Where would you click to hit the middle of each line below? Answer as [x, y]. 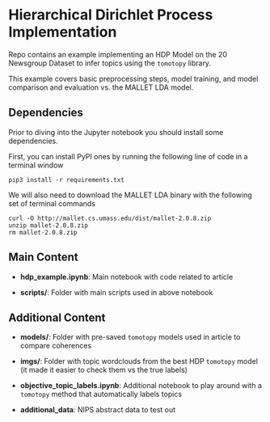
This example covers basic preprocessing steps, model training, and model [133, 78]
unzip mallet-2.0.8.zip [49, 225]
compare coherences [56, 346]
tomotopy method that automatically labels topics [101, 395]
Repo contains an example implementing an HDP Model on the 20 [118, 54]
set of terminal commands [52, 203]
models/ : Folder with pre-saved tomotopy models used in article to [130, 337]
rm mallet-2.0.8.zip [43, 232]
